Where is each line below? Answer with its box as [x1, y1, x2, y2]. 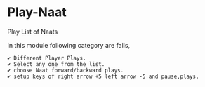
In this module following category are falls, [7, 41, 131, 49]
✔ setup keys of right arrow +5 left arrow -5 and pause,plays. [7, 73, 199, 80]
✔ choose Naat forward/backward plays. [7, 67, 124, 74]
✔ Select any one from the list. [7, 60, 105, 67]
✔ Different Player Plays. [7, 54, 86, 62]
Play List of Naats [7, 27, 58, 36]
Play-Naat [7, 4, 67, 20]
